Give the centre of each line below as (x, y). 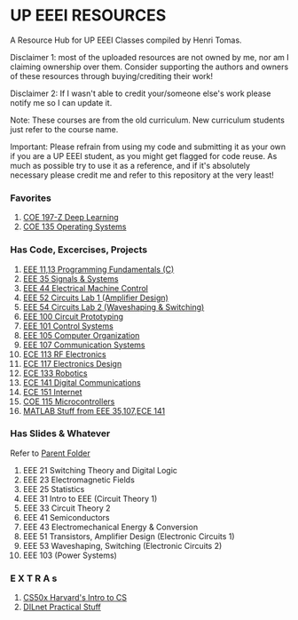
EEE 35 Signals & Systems (71, 278)
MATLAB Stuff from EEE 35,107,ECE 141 (94, 410)
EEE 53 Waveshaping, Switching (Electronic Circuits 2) (122, 545)
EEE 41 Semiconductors (66, 517)
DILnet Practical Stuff (62, 607)
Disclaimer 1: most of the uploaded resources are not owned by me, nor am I (149, 57)
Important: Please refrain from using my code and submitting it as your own (148, 147)
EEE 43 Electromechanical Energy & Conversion (110, 527)
